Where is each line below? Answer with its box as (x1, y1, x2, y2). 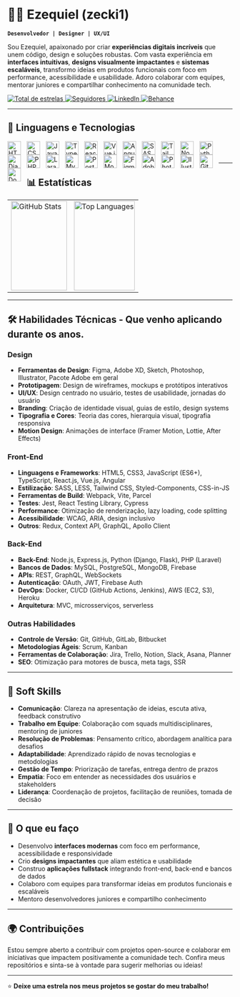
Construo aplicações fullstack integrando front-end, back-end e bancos (17, 864, 232, 873)
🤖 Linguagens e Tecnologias (7, 121, 136, 134)
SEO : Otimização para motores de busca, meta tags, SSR (17, 658, 186, 666)
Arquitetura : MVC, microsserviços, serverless (17, 601, 154, 609)
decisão (17, 795, 41, 803)
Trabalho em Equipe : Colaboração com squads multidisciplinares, (17, 719, 213, 728)
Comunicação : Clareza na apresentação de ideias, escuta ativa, (17, 703, 207, 713)
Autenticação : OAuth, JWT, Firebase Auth (17, 578, 143, 586)
